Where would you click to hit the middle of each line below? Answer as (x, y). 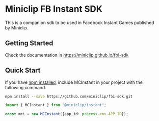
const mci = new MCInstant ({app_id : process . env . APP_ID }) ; (67, 114)
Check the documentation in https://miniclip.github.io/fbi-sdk (67, 55)
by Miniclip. (17, 27)
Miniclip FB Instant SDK (54, 9)
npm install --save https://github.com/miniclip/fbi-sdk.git (69, 97)
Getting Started (29, 43)
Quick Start (23, 70)
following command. (26, 87)
